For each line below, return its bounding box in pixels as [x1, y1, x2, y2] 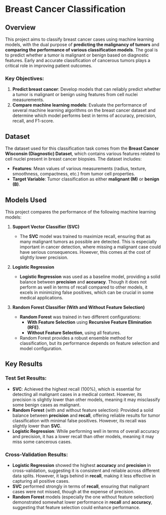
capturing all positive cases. [12, 478, 70, 484]
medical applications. [19, 294, 63, 300]
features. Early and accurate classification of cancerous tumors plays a [5, 57, 151, 63]
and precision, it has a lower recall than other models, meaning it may [12, 433, 155, 439]
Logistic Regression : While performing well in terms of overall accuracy [12, 428, 160, 434]
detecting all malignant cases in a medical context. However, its [12, 391, 142, 397]
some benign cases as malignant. [12, 401, 81, 407]
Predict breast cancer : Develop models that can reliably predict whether [12, 86, 161, 92]
